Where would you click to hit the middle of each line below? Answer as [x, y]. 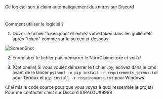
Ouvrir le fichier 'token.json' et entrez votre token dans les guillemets [82, 34]
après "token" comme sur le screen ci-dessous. [61, 39]
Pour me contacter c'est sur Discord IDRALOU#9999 [59, 93]
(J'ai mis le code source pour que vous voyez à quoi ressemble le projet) [79, 87]
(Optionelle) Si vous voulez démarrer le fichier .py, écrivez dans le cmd [84, 67]
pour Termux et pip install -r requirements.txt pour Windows [78, 78]
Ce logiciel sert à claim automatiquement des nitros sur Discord [70, 7]
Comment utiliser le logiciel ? [35, 24]
